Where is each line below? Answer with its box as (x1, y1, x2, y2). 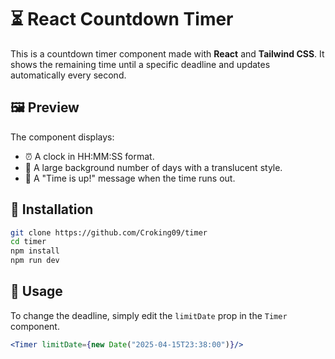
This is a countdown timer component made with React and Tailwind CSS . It (10, 47, 325, 60)
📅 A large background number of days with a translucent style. (24, 161, 283, 173)
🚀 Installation (10, 201, 94, 218)
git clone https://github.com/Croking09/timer (10, 227, 208, 238)
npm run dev (10, 256, 60, 266)
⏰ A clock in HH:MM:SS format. (24, 150, 155, 162)
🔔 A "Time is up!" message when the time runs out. (24, 172, 236, 184)
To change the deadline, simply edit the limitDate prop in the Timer (10, 309, 288, 321)
